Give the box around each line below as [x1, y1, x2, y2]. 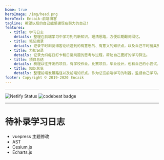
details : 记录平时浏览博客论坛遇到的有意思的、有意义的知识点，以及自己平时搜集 [14, 43, 157, 48]
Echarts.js [12, 149, 33, 155]
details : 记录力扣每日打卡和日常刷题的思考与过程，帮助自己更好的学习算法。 [14, 52, 150, 58]
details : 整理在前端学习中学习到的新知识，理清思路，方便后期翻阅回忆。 [14, 35, 143, 40]
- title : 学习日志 [9, 30, 44, 35]
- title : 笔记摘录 [9, 39, 44, 44]
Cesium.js [12, 144, 33, 150]
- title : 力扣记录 [9, 48, 44, 53]
